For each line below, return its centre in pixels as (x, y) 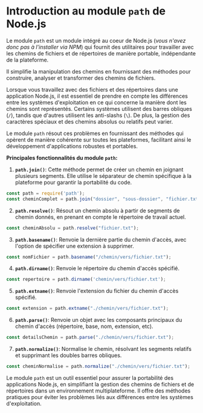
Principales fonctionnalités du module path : (62, 157)
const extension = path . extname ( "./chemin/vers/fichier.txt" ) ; (88, 309)
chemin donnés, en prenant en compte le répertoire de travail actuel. (100, 217)
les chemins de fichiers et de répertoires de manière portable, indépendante (101, 53)
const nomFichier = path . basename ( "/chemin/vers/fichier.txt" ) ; (89, 257)
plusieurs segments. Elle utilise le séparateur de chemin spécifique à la (103, 175)
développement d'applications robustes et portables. (72, 146)
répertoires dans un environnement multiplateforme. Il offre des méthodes (98, 391)
